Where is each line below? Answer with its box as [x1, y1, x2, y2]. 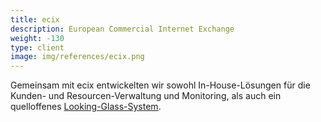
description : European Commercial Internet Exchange [10, 24, 235, 34]
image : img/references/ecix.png [10, 52, 145, 62]
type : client [10, 42, 65, 53]
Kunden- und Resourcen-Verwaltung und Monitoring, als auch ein [10, 90, 282, 102]
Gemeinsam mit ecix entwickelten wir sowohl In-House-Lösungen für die [10, 79, 311, 91]
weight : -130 [10, 33, 65, 43]
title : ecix [10, 14, 60, 25]
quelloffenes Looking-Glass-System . [10, 101, 162, 113]
